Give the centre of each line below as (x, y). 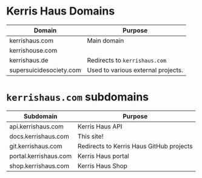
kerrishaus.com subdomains (78, 97)
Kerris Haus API (100, 127)
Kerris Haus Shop (103, 166)
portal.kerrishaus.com (41, 156)
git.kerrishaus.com (36, 146)
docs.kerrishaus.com (39, 136)
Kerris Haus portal (103, 156)
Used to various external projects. (135, 70)
